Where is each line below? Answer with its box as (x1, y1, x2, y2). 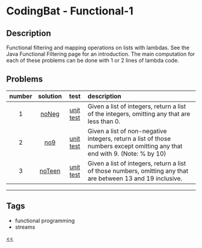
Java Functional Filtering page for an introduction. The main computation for (6, 50, 195, 58)
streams (14, 223, 35, 231)
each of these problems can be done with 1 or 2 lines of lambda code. (6, 57, 179, 64)
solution (38, 92, 62, 100)
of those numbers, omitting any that (87, 166, 188, 175)
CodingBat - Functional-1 (6, 4, 133, 18)
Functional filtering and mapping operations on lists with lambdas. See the (6, 44, 190, 51)
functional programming (14, 217, 75, 224)
